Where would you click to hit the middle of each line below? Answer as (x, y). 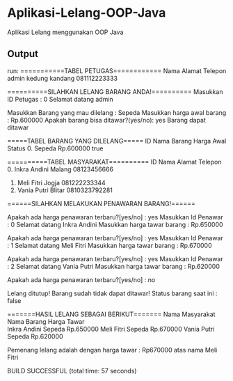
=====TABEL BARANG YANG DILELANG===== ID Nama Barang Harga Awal (117, 141)
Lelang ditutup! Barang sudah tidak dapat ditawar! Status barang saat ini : (112, 293)
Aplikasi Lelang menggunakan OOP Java (65, 32)
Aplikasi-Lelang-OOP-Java (87, 13)
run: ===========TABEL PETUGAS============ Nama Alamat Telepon (117, 70)
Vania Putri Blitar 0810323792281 (65, 190)
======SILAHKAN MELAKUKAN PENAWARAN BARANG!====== (102, 203)
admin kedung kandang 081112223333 (63, 78)
